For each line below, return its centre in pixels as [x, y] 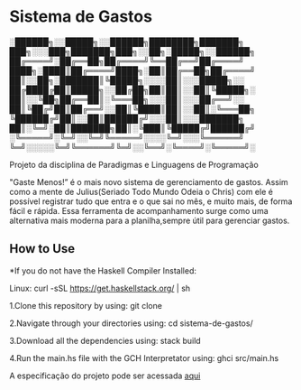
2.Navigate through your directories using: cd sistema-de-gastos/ [132, 323]
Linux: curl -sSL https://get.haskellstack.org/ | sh [100, 288]
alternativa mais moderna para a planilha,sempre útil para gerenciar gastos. [150, 220]
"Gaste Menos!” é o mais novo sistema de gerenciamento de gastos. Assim [149, 181]
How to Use [42, 249]
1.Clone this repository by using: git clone [86, 305]
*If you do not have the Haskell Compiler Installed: [103, 270]
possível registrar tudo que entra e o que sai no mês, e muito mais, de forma [151, 201]
